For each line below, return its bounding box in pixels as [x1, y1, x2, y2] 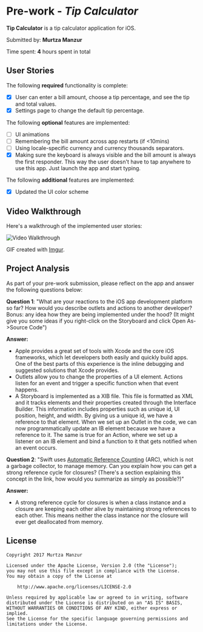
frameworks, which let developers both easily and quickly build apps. [15, 354, 188, 361]
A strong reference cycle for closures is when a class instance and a [15, 498, 186, 506]
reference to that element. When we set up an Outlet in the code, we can [15, 418, 197, 425]
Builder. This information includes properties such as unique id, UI [15, 405, 180, 413]
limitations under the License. [6, 621, 88, 627]
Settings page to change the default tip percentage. [15, 106, 144, 114]
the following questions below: [6, 286, 83, 293]
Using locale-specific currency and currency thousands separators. [15, 145, 185, 151]
